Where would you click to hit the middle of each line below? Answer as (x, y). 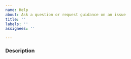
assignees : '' (20, 29)
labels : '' (17, 24)
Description (20, 51)
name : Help (17, 10)
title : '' (16, 19)
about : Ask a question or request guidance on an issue (65, 15)
